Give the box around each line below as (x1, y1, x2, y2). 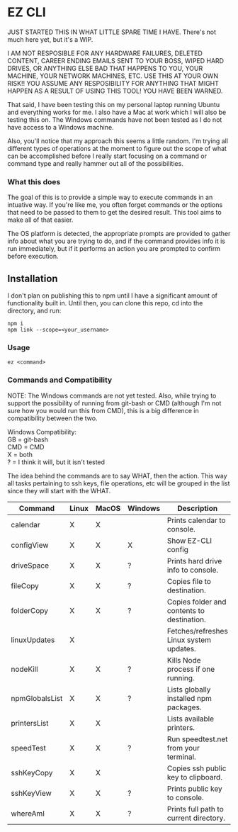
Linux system (166, 635, 211, 645)
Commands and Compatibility (7, 375, 113, 385)
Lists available (166, 714, 215, 724)
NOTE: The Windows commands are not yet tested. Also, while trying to (7, 391, 217, 400)
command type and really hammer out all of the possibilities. (7, 159, 184, 167)
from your (166, 743, 200, 753)
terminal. (166, 752, 196, 762)
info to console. (166, 565, 219, 575)
